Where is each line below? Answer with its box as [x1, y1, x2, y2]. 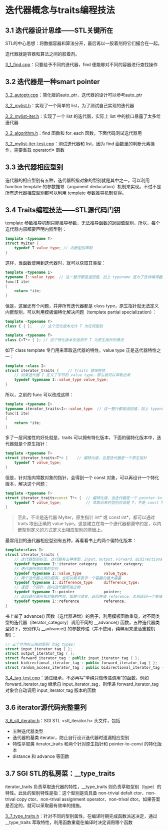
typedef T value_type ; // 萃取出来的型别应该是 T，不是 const [14, 500, 159, 505]
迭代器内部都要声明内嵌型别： [5, 226, 66, 232]
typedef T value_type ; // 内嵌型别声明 [14, 246, 93, 251]
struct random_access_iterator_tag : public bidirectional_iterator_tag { [5, 665, 164, 670]
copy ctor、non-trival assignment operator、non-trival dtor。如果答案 [16, 796, 160, 802]
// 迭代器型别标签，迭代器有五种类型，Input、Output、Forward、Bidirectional [14, 557, 165, 562]
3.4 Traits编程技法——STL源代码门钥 [5, 206, 121, 214]
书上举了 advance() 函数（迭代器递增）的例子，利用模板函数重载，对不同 [5, 613, 156, 619]
